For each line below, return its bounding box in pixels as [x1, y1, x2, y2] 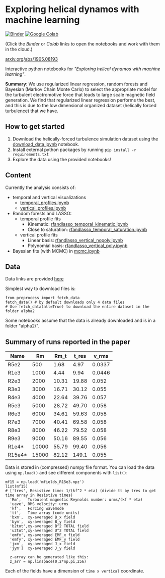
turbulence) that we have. [5, 108, 59, 114]
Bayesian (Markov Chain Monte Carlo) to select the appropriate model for [5, 86, 157, 92]
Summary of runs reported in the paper [5, 338, 131, 346]
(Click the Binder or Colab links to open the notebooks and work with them [5, 40, 160, 46]
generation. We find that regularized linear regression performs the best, [5, 97, 156, 103]
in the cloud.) [5, 46, 33, 52]
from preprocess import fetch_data [5, 296, 80, 301]
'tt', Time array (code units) [10, 510, 80, 516]
